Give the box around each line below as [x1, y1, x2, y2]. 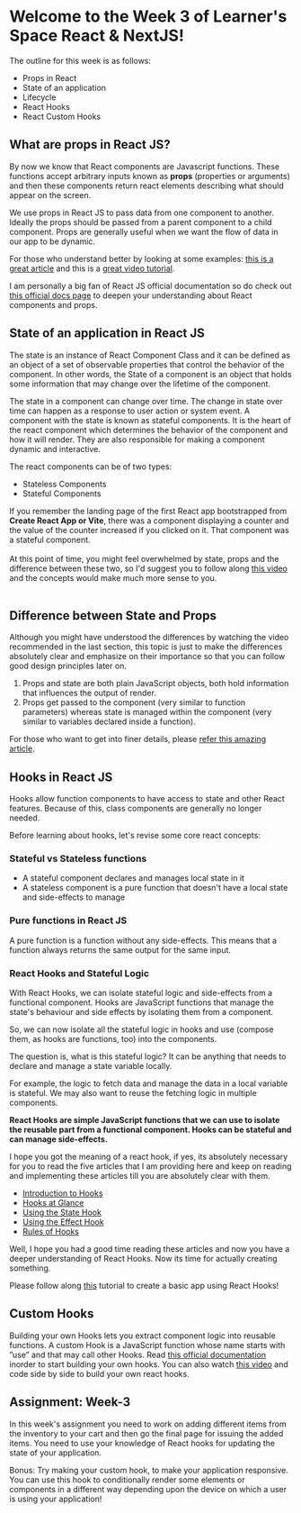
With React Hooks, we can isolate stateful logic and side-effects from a [9, 988, 272, 999]
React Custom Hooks [22, 111, 102, 122]
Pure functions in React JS [9, 914, 128, 927]
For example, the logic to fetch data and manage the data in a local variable [9, 1078, 288, 1089]
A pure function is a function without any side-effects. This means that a [9, 935, 277, 946]
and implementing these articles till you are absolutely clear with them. [9, 1171, 270, 1182]
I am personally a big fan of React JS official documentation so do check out [9, 280, 292, 291]
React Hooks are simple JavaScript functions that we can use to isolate [9, 1115, 280, 1126]
